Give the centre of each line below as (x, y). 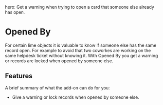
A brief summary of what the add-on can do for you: (58, 87)
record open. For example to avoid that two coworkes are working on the (78, 50)
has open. (15, 12)
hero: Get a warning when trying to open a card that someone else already (80, 7)
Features (19, 76)
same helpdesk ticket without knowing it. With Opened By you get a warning (81, 55)
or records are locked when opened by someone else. (59, 61)
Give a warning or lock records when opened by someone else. (76, 97)
